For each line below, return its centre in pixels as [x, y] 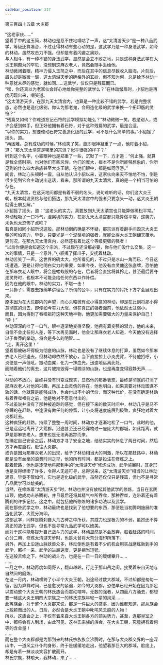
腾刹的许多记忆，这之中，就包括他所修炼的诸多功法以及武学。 [67, 501]
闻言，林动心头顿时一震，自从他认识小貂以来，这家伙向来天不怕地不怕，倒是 [81, 174]
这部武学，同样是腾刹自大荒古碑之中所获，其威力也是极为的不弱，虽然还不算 [81, 519]
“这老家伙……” [19, 34]
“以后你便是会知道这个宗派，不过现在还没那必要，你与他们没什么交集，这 [78, 247]
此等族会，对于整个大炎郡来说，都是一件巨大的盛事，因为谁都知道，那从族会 [81, 604]
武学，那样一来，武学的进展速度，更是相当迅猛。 [54, 550]
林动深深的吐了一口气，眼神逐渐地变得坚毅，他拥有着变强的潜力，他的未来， [81, 326]
